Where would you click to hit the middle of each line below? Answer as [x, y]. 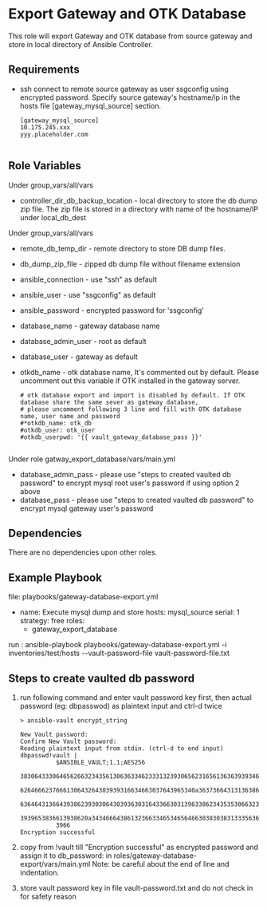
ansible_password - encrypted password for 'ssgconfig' [112, 310]
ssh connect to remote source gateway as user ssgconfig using [124, 89]
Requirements [44, 70]
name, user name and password [70, 416]
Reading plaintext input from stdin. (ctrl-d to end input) [122, 749]
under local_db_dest [53, 217]
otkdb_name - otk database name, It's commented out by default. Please [139, 372]
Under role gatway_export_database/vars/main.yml [92, 459]
